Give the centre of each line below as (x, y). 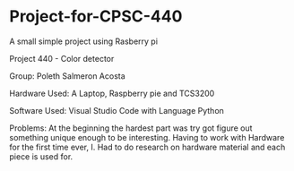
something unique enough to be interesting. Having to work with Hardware (147, 137)
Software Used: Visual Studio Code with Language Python (117, 110)
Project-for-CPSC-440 (96, 17)
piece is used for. (41, 156)
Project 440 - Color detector (62, 58)
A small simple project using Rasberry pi (84, 41)
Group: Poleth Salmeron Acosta (67, 76)
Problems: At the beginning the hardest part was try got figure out (131, 128)
